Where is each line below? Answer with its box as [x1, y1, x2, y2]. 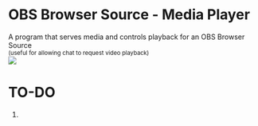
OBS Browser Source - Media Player [8, 6, 251, 24]
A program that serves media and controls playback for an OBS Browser [8, 32, 245, 41]
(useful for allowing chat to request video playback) [8, 49, 150, 57]
